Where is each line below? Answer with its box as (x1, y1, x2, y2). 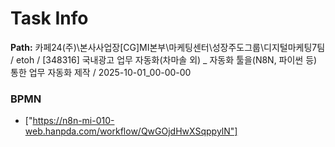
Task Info (10, 7, 89, 30)
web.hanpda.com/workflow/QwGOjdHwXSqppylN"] (24, 125, 238, 137)
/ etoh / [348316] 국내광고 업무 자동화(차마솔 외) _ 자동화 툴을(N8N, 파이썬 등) (10, 53, 318, 66)
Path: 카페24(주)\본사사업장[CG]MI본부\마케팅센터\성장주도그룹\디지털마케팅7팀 (10, 41, 326, 53)
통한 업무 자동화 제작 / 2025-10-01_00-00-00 (10, 66, 192, 78)
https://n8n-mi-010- (32, 115, 115, 127)
